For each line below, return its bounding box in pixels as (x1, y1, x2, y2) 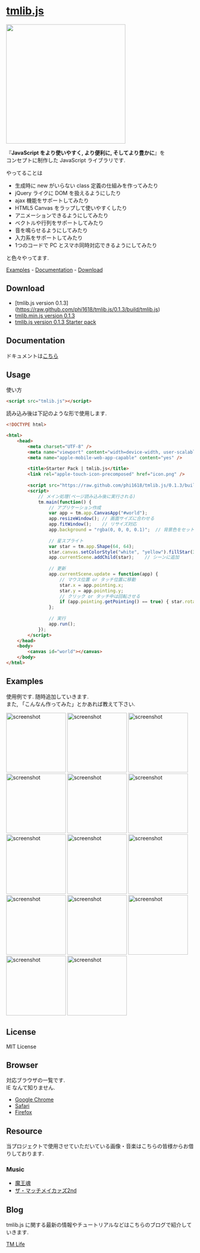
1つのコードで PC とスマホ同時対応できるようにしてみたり (14, 242, 158, 249)
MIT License (6, 1042, 37, 1050)
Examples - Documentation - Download (6, 266, 103, 273)
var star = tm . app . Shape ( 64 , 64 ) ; (48, 543, 135, 549)
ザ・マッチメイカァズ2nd (14, 1187, 77, 1194)
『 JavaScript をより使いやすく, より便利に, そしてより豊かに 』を (6, 149, 165, 156)
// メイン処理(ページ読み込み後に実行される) (37, 493, 136, 499)
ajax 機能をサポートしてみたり (14, 197, 89, 204)
